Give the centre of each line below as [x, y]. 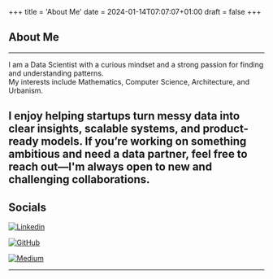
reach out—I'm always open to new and [110, 167]
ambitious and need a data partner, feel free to [128, 154]
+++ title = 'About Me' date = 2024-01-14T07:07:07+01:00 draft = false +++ [135, 12]
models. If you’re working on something [144, 142]
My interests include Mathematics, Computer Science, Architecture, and [129, 81]
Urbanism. [26, 90]
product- [226, 129]
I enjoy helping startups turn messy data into [124, 116]
